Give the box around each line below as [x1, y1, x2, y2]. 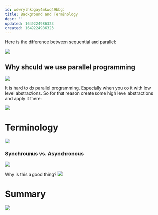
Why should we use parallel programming [5, 63, 136, 71]
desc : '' [5, 16, 23, 21]
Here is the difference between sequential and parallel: [5, 39, 117, 45]
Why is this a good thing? [5, 171, 57, 178]
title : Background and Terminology [5, 12, 78, 17]
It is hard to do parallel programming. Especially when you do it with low [5, 85, 151, 91]
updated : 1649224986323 [5, 21, 54, 26]
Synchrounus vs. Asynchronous [5, 150, 84, 157]
